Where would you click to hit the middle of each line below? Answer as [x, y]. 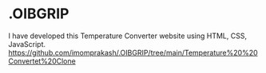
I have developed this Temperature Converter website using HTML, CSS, [128, 36]
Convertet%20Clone [42, 61]
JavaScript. [27, 44]
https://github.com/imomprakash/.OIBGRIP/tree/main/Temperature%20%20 [133, 52]
